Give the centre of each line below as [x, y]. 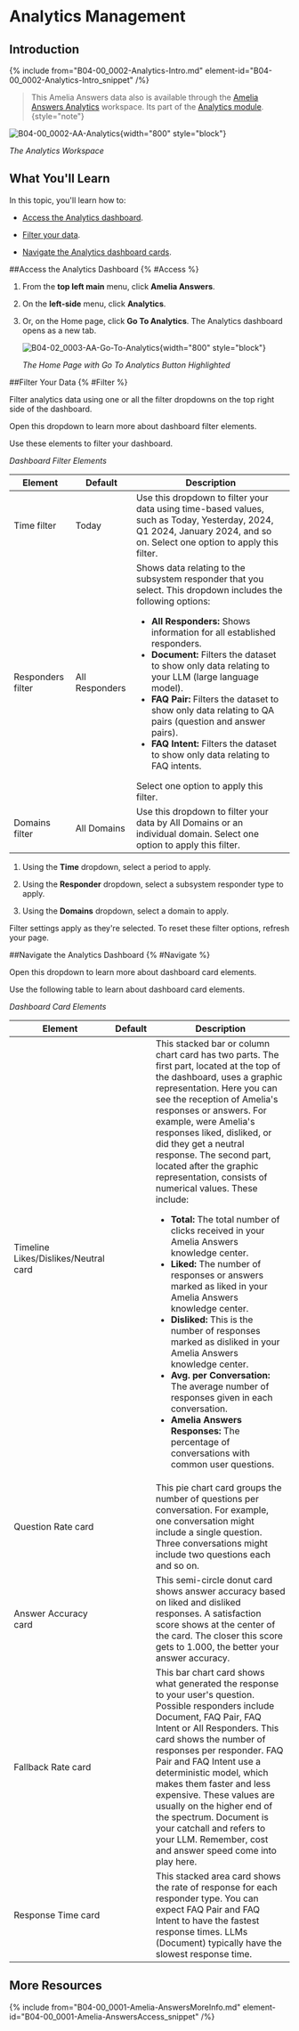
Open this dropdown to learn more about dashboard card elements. [133, 971]
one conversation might [205, 1521]
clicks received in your [218, 1231]
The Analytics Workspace [57, 150]
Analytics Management [97, 16]
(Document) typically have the [218, 1943]
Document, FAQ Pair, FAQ [208, 1717]
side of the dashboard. [51, 409]
